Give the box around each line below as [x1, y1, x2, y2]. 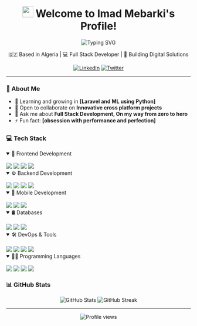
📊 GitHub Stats [6, 281, 51, 289]
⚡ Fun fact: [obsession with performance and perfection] [14, 117, 157, 124]
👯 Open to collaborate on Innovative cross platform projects [14, 104, 162, 111]
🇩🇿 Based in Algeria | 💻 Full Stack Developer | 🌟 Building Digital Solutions [8, 51, 189, 58]
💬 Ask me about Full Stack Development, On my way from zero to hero [14, 111, 188, 118]
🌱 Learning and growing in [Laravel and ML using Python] [14, 98, 156, 105]
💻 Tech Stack [6, 134, 47, 142]
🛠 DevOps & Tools [11, 231, 57, 238]
